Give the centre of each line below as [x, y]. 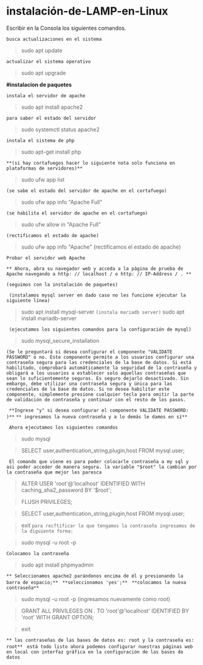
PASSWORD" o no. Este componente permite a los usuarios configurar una [100, 357]
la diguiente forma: [47, 531]
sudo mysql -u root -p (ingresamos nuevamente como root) [96, 599]
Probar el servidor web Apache [46, 258]
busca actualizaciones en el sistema [54, 39]
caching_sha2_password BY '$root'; [66, 490]
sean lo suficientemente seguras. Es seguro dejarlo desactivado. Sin [98, 378]
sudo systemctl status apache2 [60, 129]
